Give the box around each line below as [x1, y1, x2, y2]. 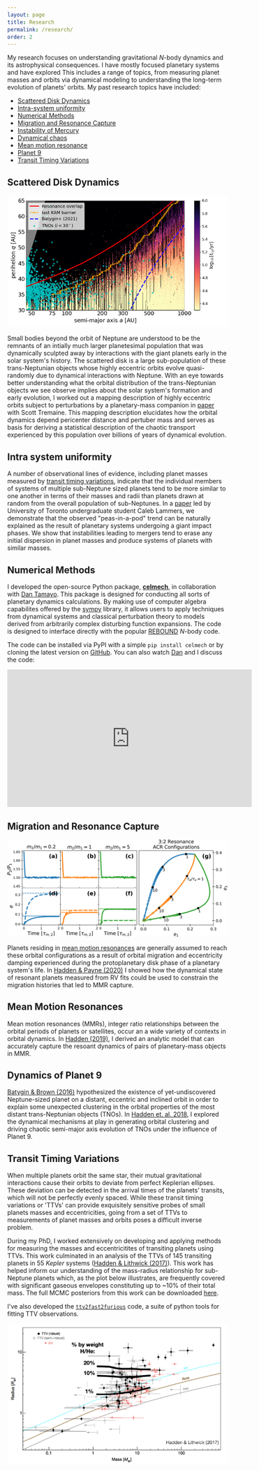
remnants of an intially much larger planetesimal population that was [7, 342, 204, 350]
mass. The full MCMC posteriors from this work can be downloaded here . [7, 1289, 219, 1297]
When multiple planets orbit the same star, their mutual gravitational [7, 1171, 202, 1180]
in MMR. [7, 1049, 31, 1058]
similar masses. [7, 544, 52, 552]
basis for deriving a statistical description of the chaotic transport [7, 423, 195, 432]
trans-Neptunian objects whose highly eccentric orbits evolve [7, 364, 185, 372]
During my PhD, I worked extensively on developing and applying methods [7, 1237, 221, 1245]
